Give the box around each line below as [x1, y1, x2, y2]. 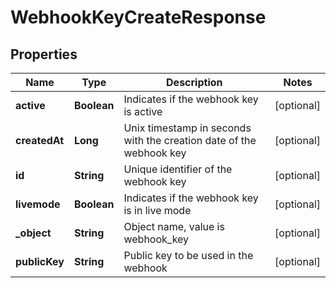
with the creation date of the [123, 134, 257, 147]
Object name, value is [123, 220, 225, 233]
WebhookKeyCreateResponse [10, 6, 267, 29]
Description [166, 76, 223, 89]
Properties [10, 46, 78, 63]
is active [123, 105, 163, 118]
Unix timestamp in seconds [123, 121, 252, 135]
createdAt [15, 134, 65, 147]
